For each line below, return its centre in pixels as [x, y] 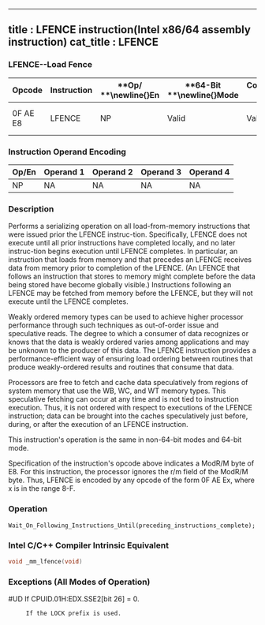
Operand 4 [209, 172]
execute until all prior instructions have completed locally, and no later [122, 243]
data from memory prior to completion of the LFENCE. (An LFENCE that [124, 268]
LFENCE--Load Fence [50, 65]
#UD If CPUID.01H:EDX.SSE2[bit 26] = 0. [74, 599]
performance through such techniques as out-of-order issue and [114, 325]
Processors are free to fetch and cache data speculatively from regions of [128, 383]
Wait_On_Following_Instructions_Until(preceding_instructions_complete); [132, 526]
